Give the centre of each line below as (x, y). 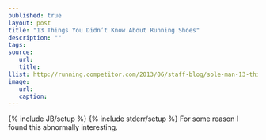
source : (21, 52)
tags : (17, 45)
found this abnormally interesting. (63, 127)
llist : (19, 74)
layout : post (30, 23)
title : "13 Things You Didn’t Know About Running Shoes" (104, 30)
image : (19, 81)
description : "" (35, 38)
